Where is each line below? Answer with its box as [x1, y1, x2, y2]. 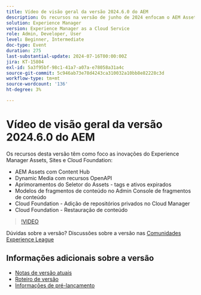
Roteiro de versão [14, 275, 59, 282]
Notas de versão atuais [14, 269, 72, 276]
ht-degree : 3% [6, 87, 42, 93]
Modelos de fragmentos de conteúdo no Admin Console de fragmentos [14, 187, 191, 194]
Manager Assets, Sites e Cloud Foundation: [6, 156, 112, 163]
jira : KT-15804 [6, 59, 44, 65]
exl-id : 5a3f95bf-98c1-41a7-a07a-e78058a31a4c [6, 64, 124, 71]
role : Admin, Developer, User [6, 31, 82, 37]
